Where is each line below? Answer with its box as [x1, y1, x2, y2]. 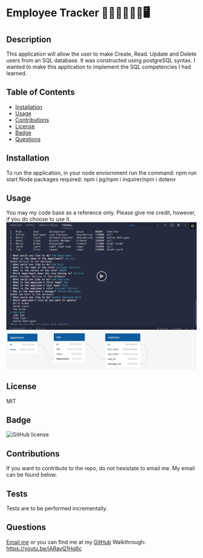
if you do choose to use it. [6, 216, 71, 223]
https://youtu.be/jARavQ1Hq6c [6, 545, 83, 552]
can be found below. [6, 471, 57, 479]
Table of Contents [6, 87, 76, 98]
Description [6, 34, 51, 44]
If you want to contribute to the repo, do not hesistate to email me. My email [6, 465, 195, 472]
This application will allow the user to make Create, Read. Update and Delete [6, 50, 197, 58]
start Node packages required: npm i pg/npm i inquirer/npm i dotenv [6, 175, 176, 183]
